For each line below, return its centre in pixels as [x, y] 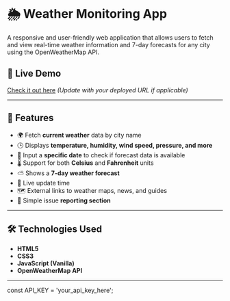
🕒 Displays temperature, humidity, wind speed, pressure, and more [115, 145]
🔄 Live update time [43, 183]
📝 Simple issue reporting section [64, 200]
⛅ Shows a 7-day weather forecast [68, 173]
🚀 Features [30, 118]
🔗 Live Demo [34, 74]
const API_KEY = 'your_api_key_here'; [60, 290]
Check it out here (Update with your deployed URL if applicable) [98, 90]
